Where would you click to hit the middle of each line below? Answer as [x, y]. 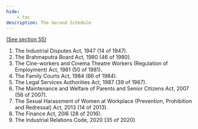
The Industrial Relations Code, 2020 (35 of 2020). [76, 120]
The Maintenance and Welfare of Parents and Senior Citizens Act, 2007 [102, 89]
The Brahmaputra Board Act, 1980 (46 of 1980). [73, 57]
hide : [13, 12]
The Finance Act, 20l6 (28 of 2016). [58, 114]
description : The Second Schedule [49, 22]
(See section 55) [26, 40]
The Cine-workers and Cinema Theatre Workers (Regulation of [91, 63]
